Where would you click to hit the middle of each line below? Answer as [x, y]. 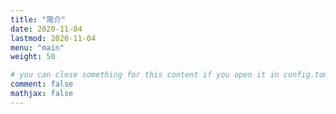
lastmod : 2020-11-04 [53, 38]
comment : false [42, 84]
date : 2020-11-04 [46, 29]
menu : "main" [37, 47]
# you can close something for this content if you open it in [145, 75]
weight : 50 [33, 57]
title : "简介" [38, 19]
